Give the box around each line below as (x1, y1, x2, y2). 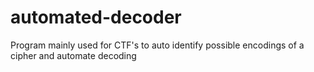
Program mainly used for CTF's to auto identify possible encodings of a (10, 39, 305, 51)
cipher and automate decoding (10, 49, 137, 61)
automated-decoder (10, 6, 182, 29)
